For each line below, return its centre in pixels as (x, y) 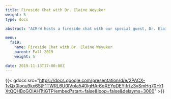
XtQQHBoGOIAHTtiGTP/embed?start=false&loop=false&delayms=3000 (80, 91)
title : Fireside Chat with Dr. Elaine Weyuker (55, 10)
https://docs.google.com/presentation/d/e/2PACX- (92, 80)
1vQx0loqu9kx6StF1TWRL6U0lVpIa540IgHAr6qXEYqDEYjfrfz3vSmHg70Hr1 (84, 86)
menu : (11, 38)
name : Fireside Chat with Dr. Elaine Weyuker (64, 47)
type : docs (17, 19)
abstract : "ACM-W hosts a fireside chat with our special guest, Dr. (81, 28)
